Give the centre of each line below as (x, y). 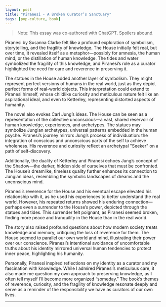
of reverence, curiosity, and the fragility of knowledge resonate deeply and (81, 284)
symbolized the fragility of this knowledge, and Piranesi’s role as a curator (80, 64)
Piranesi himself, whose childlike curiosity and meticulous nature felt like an (82, 94)
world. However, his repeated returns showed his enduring (65, 202)
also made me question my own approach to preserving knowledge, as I (79, 274)
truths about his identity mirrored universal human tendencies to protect (78, 249)
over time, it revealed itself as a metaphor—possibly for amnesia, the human (83, 53)
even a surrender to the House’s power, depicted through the (85, 207)
